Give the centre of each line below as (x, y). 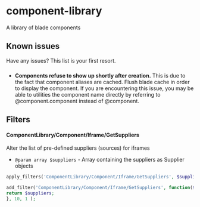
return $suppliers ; (30, 193)
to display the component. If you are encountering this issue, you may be (104, 88)
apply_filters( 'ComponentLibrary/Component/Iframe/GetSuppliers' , (90, 177)
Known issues (33, 46)
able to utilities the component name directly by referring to (87, 94)
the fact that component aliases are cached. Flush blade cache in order (102, 82)
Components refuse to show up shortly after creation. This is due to (100, 75)
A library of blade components (43, 27)
